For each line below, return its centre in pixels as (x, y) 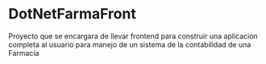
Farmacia (24, 53)
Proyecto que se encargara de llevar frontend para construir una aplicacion (133, 36)
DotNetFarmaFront (73, 14)
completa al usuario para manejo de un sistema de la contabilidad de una (130, 44)
